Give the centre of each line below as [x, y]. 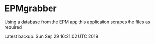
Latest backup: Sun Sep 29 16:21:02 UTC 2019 [52, 36]
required [13, 27]
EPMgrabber [31, 8]
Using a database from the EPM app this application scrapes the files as [77, 22]
